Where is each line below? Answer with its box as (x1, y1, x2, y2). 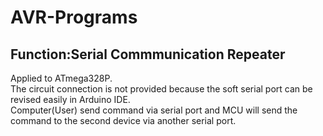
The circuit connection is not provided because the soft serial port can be (10, 83, 313, 95)
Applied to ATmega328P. (10, 72, 113, 84)
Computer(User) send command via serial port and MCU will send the (10, 104, 298, 116)
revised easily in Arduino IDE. (10, 94, 131, 105)
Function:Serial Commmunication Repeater (10, 46, 286, 63)
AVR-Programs (10, 6, 138, 29)
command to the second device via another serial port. (10, 115, 237, 126)
